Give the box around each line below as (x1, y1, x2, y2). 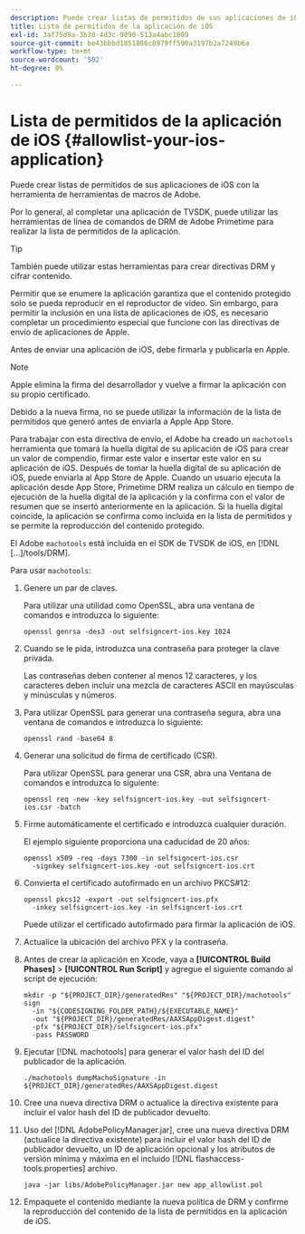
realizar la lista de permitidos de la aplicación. (10, 226, 181, 236)
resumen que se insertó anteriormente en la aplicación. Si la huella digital (10, 500, 283, 512)
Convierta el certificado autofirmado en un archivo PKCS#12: (23, 877, 252, 888)
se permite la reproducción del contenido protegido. (10, 520, 205, 531)
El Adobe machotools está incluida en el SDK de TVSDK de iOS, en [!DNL (10, 537, 280, 548)
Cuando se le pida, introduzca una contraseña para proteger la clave (23, 642, 280, 653)
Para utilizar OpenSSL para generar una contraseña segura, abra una (23, 707, 281, 718)
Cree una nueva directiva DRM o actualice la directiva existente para (23, 1097, 279, 1108)
